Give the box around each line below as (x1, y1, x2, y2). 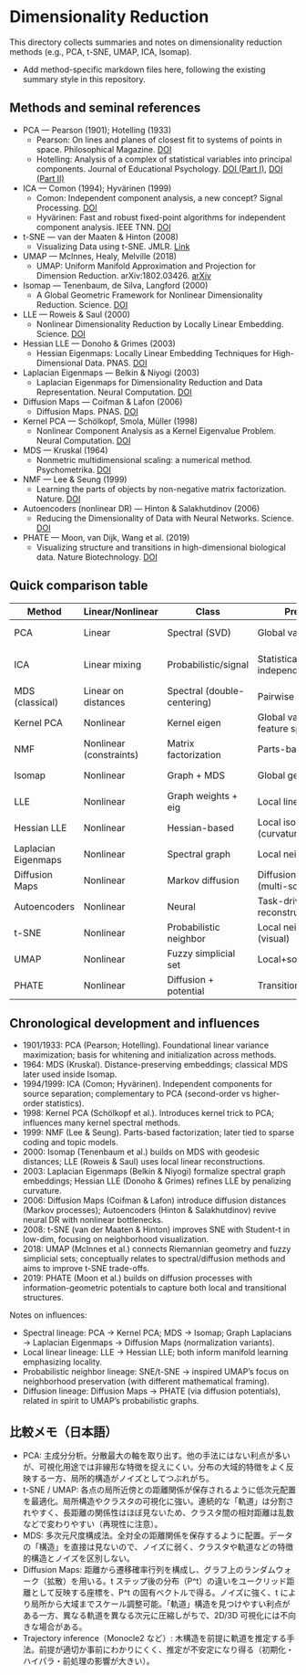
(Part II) (36, 173, 66, 184)
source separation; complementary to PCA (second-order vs (22, 1089, 250, 1100)
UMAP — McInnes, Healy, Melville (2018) (22, 250, 178, 261)
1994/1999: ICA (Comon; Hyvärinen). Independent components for (22, 1079, 273, 1090)
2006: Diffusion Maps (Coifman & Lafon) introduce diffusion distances (22, 1195, 287, 1206)
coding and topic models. (22, 1137, 118, 1148)
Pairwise (257, 690, 294, 702)
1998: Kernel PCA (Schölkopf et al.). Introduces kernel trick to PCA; (22, 1108, 275, 1119)
